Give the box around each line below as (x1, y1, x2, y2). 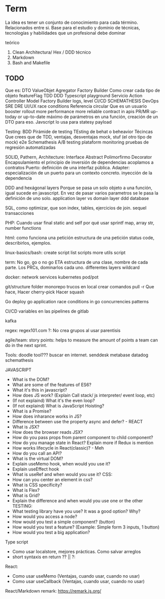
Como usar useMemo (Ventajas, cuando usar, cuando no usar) (12, 573, 140, 579)
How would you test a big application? (12, 529, 90, 535)
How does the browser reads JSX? (12, 429, 83, 435)
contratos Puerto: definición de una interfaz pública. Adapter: (5, 164, 130, 170)
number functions (5, 225, 41, 231)
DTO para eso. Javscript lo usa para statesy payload (5, 119, 112, 125)
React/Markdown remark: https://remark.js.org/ (5, 588, 101, 594)
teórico (5, 39, 20, 45)
